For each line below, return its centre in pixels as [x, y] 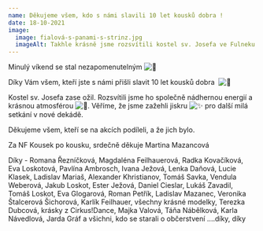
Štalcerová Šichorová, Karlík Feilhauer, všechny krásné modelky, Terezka [127, 202]
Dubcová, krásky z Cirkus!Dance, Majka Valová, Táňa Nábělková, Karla [123, 211]
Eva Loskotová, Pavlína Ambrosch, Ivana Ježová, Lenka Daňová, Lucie [122, 169]
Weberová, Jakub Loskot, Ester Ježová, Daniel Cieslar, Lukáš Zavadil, [121, 185]
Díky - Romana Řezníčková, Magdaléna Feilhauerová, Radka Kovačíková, [126, 160]
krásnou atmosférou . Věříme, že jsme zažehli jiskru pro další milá [128, 106]
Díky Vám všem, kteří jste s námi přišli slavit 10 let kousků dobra [111, 82]
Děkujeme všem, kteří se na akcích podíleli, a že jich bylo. [102, 130]
